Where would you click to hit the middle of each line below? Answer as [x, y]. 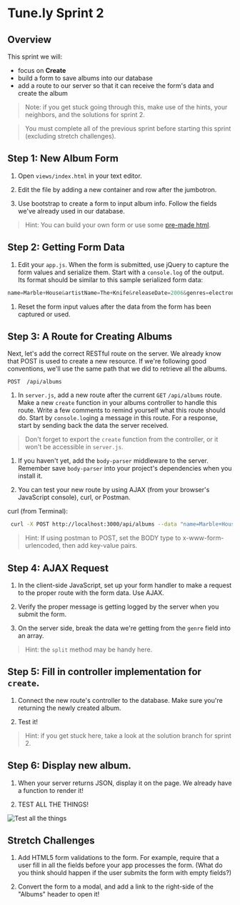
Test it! [27, 721]
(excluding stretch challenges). [70, 136]
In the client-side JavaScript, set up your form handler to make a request [125, 585]
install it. [30, 476]
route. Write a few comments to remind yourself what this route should [121, 410]
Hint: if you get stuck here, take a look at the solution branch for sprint [128, 735]
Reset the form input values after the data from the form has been [114, 306]
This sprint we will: [35, 56]
